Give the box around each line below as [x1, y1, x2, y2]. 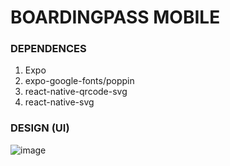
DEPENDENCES [10, 42, 87, 56]
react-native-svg [24, 96, 95, 108]
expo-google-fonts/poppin [24, 75, 135, 87]
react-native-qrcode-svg [24, 86, 128, 98]
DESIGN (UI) [10, 121, 70, 135]
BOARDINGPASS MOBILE [10, 6, 221, 29]
